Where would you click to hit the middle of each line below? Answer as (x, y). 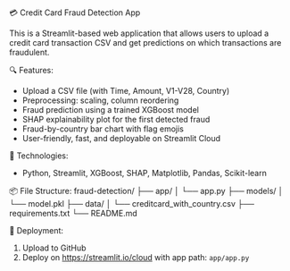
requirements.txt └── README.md (74, 213)
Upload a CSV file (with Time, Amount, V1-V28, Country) (126, 91)
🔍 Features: (31, 70)
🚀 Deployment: (37, 230)
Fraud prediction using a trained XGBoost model (110, 110)
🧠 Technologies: (39, 156)
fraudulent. (29, 52)
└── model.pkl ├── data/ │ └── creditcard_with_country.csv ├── (132, 203)
